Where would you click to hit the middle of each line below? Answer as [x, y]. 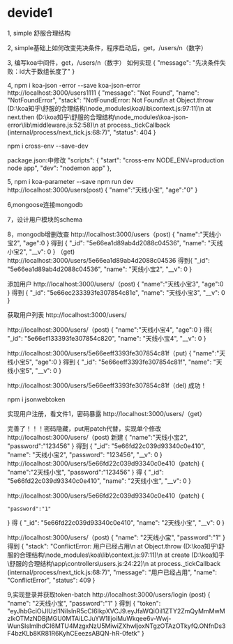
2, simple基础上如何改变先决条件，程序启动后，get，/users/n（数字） [107, 47]
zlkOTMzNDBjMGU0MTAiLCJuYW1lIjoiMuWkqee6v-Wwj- [90, 618]
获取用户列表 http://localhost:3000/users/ [67, 314]
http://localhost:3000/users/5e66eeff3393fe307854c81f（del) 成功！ [107, 385]
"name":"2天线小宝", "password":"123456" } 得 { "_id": [85, 472]
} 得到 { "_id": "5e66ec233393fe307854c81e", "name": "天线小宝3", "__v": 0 [116, 292]
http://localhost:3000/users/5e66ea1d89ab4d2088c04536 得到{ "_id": [109, 260]
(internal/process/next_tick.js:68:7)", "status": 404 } [82, 132]
